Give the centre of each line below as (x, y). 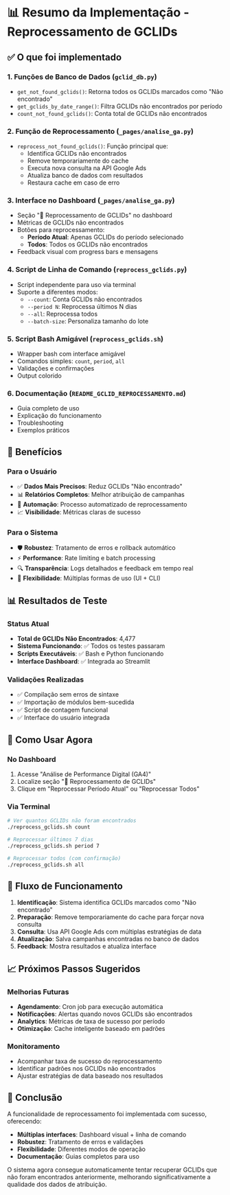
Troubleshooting (40, 423)
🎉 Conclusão (35, 1097)
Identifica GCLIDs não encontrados (77, 154)
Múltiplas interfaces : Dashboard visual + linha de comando (102, 1135)
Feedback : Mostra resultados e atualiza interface (87, 947)
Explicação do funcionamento (59, 416)
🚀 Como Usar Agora (50, 740)
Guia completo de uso (48, 408)
